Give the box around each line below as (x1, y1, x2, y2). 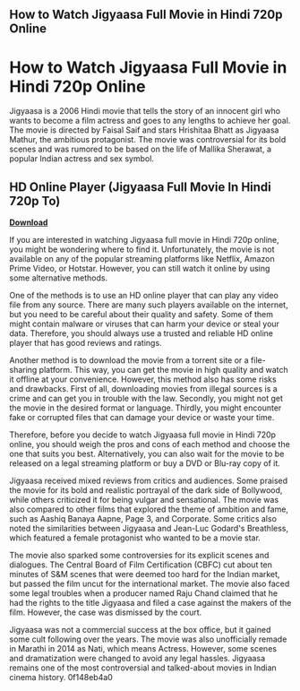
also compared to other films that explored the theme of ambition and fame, (9, 504, 289, 514)
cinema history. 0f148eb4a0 (9, 672, 114, 683)
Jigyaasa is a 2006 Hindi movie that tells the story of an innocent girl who (9, 106, 280, 117)
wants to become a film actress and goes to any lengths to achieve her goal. (9, 116, 291, 126)
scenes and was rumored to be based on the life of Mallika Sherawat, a (9, 143, 271, 155)
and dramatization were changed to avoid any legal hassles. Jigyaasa (9, 653, 266, 664)
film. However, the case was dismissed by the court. (9, 607, 202, 618)
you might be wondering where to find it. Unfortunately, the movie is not (9, 244, 275, 255)
